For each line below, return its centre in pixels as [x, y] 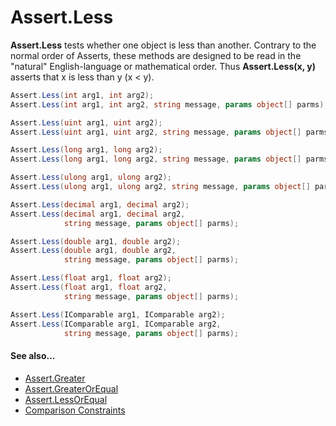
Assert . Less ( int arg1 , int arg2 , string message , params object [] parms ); [169, 104]
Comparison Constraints [75, 410]
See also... [33, 356]
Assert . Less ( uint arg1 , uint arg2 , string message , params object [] [156, 132]
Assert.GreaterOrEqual [71, 388]
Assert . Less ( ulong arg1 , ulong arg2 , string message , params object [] [160, 187]
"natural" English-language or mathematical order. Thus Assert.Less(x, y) [163, 66]
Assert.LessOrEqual [66, 399]
